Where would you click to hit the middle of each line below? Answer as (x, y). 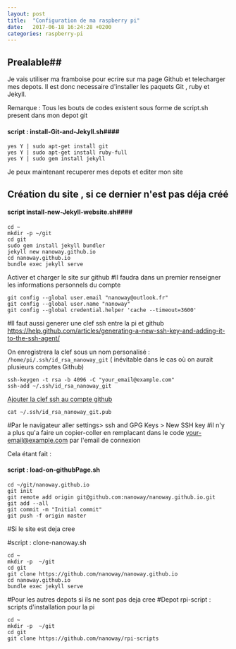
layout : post (26, 14)
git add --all (28, 504)
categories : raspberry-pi (45, 34)
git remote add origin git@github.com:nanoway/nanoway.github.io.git (112, 498)
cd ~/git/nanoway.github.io (49, 485)
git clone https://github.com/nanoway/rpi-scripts (83, 639)
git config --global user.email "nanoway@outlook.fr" (88, 297)
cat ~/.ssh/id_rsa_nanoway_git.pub (60, 412)
